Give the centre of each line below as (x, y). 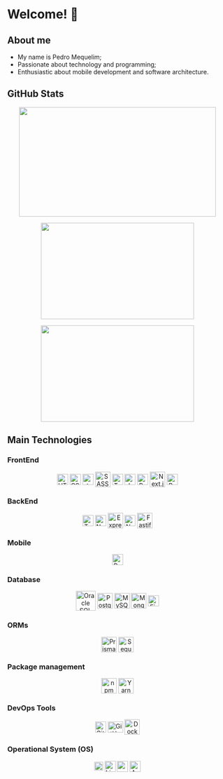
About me (29, 40)
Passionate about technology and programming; (87, 65)
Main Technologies (50, 440)
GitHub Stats (36, 94)
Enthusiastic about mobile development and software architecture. (113, 72)
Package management (46, 667)
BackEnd (23, 501)
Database (24, 580)
